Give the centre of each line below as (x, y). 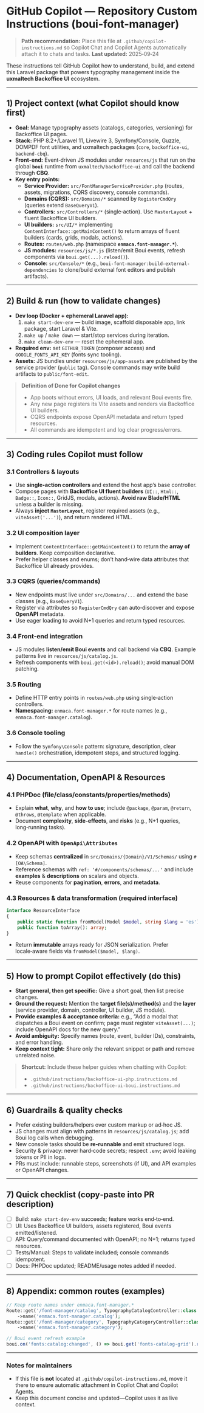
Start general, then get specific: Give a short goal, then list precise (99, 991)
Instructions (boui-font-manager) (93, 24)
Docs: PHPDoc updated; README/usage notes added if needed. (96, 1266)
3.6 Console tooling (36, 733)
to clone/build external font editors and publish (117, 269)
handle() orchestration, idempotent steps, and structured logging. (97, 753)
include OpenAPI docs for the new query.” (68, 1029)
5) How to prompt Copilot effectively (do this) (93, 976)
